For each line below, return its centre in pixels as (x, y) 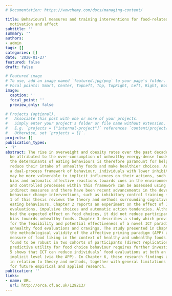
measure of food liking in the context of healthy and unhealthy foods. (89, 238)
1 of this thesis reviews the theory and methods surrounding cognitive (89, 200)
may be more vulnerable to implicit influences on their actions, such (88, 176)
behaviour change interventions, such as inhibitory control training (87, 195)
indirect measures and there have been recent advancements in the (83, 190)
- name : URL (18, 281)
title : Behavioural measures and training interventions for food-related (87, 19)
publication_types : (26, 142)
